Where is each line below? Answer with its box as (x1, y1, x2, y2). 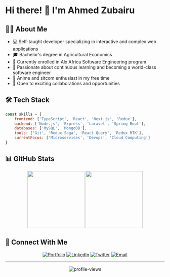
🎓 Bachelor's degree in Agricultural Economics (12, 52, 112, 57)
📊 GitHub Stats (5, 155, 55, 163)
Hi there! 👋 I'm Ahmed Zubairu (5, 5, 135, 16)
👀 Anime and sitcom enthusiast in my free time (12, 75, 110, 81)
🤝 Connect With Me (5, 238, 68, 247)
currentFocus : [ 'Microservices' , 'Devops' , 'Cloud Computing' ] (14, 135, 151, 141)
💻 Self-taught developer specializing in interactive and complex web (12, 39, 157, 45)
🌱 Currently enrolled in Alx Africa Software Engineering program (12, 59, 147, 65)
